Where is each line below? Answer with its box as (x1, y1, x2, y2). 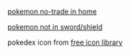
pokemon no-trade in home (7, 7, 97, 16)
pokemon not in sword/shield (7, 22, 102, 31)
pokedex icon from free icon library (7, 37, 123, 47)
